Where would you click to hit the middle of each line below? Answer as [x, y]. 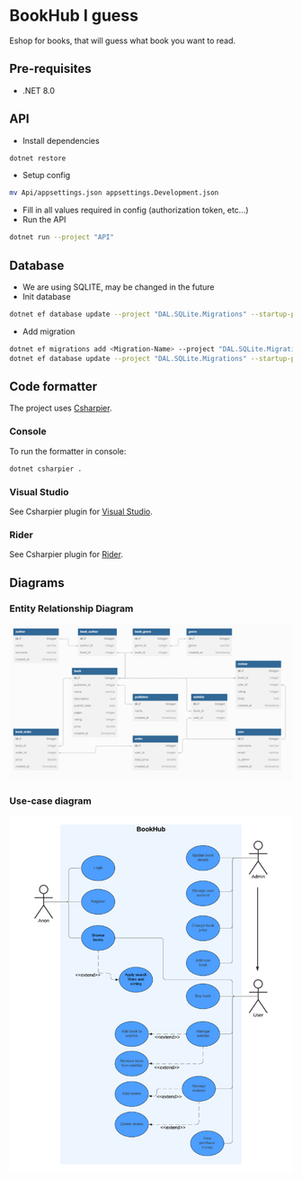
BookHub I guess [74, 16]
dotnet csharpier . [46, 469]
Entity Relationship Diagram [71, 608]
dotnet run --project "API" [62, 238]
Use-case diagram [51, 801]
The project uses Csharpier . [61, 408]
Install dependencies [61, 140]
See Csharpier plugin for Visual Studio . [81, 511]
